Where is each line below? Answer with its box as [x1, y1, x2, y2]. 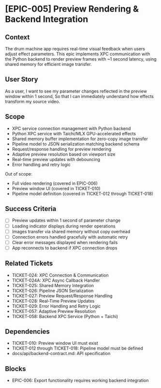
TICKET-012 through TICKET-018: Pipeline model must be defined [12, 345, 144, 351]
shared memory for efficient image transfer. [5, 62, 92, 67]
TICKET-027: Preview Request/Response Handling [12, 292, 113, 299]
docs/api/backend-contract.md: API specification [12, 351, 111, 356]
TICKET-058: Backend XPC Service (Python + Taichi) [12, 313, 118, 319]
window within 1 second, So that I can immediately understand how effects [5, 93, 154, 99]
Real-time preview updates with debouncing [12, 156, 101, 162]
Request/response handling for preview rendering [12, 146, 111, 152]
